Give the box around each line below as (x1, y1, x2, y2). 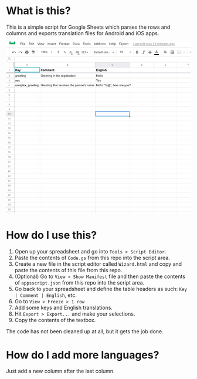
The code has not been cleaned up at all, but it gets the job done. (6, 327, 164, 335)
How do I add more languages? (6, 348, 159, 361)
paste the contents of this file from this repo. (14, 266, 123, 273)
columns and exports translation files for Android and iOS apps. (6, 29, 159, 36)
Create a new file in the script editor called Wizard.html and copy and (14, 260, 182, 268)
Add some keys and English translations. (14, 304, 113, 311)
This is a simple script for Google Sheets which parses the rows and (6, 23, 171, 31)
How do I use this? (6, 228, 97, 242)
